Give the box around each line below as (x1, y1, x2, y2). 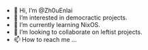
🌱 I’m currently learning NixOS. (13, 21, 101, 28)
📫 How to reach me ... (13, 36, 77, 43)
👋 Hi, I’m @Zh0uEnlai (13, 7, 73, 14)
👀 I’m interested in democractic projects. (13, 14, 128, 22)
